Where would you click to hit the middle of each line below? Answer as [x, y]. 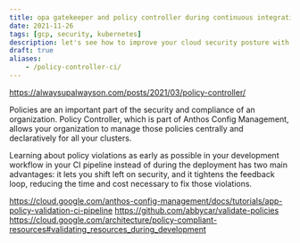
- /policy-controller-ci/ [74, 68]
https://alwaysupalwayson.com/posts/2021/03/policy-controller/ [128, 92]
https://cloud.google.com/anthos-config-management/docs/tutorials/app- [146, 200]
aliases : [25, 59]
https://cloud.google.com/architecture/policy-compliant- [113, 220]
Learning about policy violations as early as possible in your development [144, 155]
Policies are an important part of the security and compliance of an [133, 109]
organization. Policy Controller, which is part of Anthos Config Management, [149, 119]
